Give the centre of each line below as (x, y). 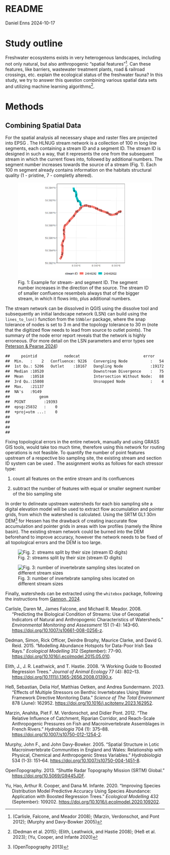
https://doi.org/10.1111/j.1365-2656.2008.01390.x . (62, 677)
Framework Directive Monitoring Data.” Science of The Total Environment (88, 698)
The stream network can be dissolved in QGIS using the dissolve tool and (82, 308)
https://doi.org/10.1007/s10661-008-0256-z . (58, 630)
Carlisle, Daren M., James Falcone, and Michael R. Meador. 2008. (73, 609)
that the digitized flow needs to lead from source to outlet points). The (78, 330)
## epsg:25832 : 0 (31, 407)
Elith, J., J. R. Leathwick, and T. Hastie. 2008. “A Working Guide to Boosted (83, 666)
